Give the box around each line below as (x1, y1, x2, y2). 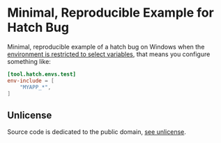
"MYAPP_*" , (20, 83, 52, 91)
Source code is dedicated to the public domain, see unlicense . (7, 128, 186, 136)
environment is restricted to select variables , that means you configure (7, 50, 211, 58)
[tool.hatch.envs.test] (7, 71, 77, 78)
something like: (7, 57, 51, 65)
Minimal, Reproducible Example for (7, 5, 214, 21)
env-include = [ (7, 77, 54, 84)
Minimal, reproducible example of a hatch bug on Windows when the (7, 42, 205, 51)
